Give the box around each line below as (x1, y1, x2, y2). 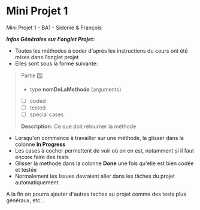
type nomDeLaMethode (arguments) (29, 86, 122, 93)
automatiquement (14, 179, 59, 186)
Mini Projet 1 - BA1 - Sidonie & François (6, 24, 102, 31)
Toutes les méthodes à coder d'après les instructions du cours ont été (14, 47, 188, 54)
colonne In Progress (14, 141, 66, 148)
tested (29, 104, 46, 111)
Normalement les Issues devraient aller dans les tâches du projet (14, 172, 175, 180)
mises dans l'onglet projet (14, 53, 79, 60)
